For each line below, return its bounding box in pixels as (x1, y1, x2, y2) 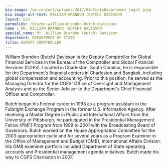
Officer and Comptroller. (5, 91, 55, 97)
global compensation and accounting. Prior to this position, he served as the (5, 75, 163, 81)
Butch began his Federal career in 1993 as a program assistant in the (5, 101, 147, 107)
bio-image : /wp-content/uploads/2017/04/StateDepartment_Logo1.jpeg (5, 7, 151, 13)
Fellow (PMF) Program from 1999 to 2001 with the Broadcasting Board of (5, 122, 155, 128)
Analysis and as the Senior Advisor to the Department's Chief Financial (5, 86, 152, 92)
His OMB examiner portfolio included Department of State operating (5, 143, 145, 149)
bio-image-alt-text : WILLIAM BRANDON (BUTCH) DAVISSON (5, 12, 122, 17)
